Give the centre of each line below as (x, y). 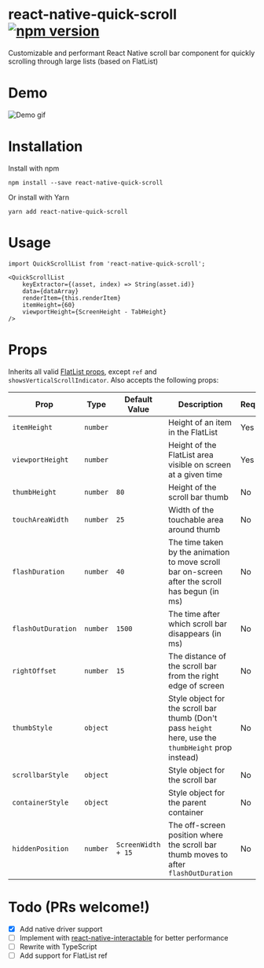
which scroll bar (198, 624)
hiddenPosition (40, 849)
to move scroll (194, 562)
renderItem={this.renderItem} (72, 298)
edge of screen (196, 685)
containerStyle (40, 802)
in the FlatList (193, 432)
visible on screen (200, 464)
